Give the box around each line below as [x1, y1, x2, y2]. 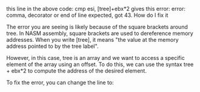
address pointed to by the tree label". [6, 42, 99, 50]
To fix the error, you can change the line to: [6, 79, 114, 86]
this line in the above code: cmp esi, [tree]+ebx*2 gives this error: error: [6, 5, 186, 12]
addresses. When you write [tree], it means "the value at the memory [6, 36, 179, 43]
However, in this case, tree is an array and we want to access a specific [6, 54, 185, 61]
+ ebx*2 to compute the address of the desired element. [6, 67, 147, 74]
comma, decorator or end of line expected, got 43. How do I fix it [6, 11, 168, 19]
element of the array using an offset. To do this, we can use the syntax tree [6, 61, 194, 68]
